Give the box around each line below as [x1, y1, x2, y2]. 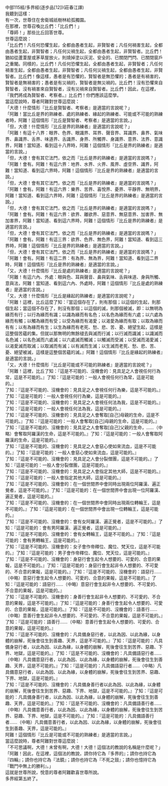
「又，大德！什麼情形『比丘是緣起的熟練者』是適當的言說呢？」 [5, 293, 136, 298]
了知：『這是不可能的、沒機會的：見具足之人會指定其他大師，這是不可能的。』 [5, 468, 163, 474]
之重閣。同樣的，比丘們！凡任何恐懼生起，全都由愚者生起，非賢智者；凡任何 [5, 61, 163, 67]
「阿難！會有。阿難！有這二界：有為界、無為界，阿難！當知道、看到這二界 [5, 255, 158, 261]
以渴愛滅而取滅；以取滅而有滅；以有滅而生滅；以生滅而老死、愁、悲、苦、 [5, 343, 158, 349]
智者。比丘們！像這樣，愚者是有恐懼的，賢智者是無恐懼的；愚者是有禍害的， [5, 73, 163, 79]
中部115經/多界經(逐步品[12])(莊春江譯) [5, 5, 84, 10]
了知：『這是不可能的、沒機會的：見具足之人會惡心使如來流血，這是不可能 [5, 443, 156, 449]
